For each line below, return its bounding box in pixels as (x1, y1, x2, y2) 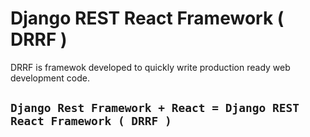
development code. (10, 72, 90, 84)
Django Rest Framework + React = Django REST (10, 101, 300, 116)
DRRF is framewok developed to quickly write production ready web (10, 61, 291, 73)
